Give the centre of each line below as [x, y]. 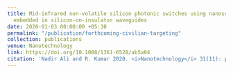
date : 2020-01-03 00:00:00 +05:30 [57, 26]
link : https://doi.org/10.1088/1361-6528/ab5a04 [79, 53]
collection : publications [44, 40]
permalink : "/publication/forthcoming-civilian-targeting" [94, 33]
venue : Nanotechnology [40, 46]
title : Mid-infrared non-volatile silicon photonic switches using [107, 14]
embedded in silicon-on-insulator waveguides [80, 20]
